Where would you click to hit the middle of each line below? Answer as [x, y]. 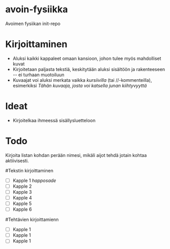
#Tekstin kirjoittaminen [29, 170]
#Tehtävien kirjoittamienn [32, 220]
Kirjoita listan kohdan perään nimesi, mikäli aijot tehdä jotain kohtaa [76, 155]
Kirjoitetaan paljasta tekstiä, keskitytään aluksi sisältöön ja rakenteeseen [89, 69]
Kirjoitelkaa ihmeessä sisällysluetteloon [54, 120]
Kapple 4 [22, 197]
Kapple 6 [22, 209]
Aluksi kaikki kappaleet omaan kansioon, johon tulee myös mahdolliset [87, 58]
